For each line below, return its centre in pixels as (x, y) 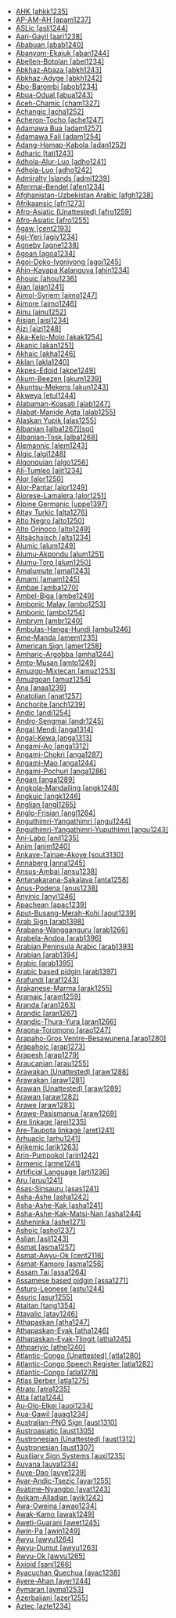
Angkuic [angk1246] (48, 796)
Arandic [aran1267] (46, 1013)
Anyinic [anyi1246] (45, 896)
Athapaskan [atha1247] (52, 1322)
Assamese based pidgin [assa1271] (72, 1280)
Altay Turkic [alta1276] (52, 512)
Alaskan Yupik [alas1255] (56, 420)
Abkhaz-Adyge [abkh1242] (59, 78)
